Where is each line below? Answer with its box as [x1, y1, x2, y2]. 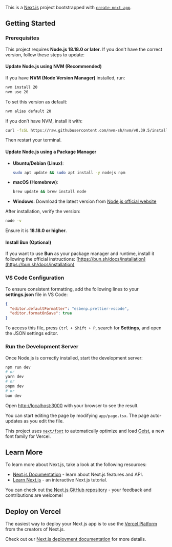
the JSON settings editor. [5, 330, 58, 336]
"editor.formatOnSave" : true [10, 311, 72, 316]
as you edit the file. [24, 417, 64, 424]
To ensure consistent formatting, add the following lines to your [5, 286, 139, 292]
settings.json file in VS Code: [5, 291, 68, 298]
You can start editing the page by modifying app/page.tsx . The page [5, 412, 149, 418]
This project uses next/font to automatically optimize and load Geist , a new [5, 428, 165, 434]
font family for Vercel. [5, 433, 51, 439]
